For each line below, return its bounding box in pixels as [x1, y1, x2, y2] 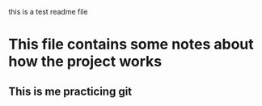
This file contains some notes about [8, 36, 254, 53]
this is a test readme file [8, 7, 88, 16]
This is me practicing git [8, 84, 133, 98]
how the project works [8, 53, 163, 71]
